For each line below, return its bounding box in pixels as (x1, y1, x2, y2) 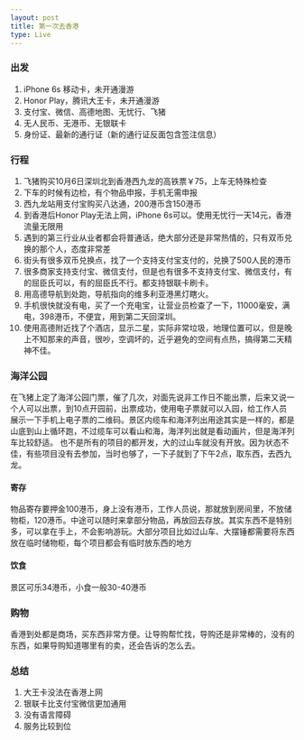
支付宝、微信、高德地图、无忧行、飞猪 (23, 106, 166, 117)
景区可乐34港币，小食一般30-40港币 (10, 581, 147, 592)
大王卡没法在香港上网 (23, 687, 103, 698)
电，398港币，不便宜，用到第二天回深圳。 (23, 310, 181, 321)
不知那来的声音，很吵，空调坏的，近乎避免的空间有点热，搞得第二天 (31, 333, 285, 344)
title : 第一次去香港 (10, 22, 79, 31)
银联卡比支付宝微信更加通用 (23, 698, 127, 709)
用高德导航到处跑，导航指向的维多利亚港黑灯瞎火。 (23, 288, 214, 299)
